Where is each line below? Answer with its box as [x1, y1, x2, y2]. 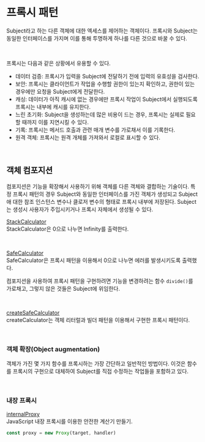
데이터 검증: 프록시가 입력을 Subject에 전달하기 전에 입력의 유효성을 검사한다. [15, 72, 199, 80]
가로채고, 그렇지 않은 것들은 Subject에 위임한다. [6, 285, 121, 292]
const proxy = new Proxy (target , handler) [6, 430, 116, 436]
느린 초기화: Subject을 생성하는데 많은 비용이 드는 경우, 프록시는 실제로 [15, 111, 185, 118]
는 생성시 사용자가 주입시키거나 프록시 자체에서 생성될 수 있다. [6, 206, 154, 213]
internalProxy [6, 411, 40, 418]
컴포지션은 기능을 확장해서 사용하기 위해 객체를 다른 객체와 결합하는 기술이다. [6, 182, 190, 190]
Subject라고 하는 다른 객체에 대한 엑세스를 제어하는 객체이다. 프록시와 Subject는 [6, 27, 198, 34]
